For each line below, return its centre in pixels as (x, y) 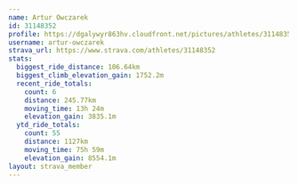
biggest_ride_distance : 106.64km (78, 68)
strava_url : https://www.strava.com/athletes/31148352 (112, 51)
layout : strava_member (50, 166)
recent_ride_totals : (54, 84)
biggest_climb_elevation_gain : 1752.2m (90, 76)
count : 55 (43, 133)
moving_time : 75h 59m (64, 149)
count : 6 (40, 92)
